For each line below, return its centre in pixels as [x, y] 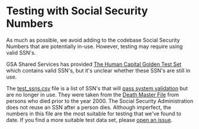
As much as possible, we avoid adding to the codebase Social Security [93, 40]
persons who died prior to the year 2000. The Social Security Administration [100, 101]
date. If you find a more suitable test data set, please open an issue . [89, 119]
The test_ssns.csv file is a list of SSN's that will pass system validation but [97, 88]
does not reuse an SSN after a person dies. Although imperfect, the [89, 107]
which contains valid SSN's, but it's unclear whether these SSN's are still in [98, 70]
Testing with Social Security [77, 11]
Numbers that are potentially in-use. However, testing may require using [94, 46]
